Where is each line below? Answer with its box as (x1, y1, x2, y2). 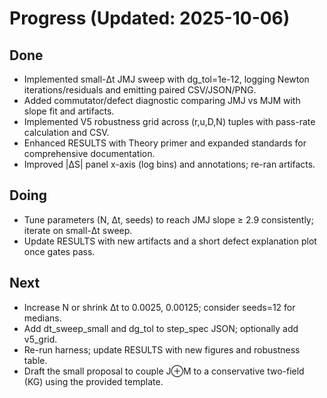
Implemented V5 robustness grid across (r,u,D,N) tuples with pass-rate (23, 116, 316, 127)
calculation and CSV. (23, 127, 110, 138)
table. (23, 354, 48, 366)
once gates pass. (23, 245, 96, 257)
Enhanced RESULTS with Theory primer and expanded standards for (23, 137, 307, 149)
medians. (23, 312, 62, 324)
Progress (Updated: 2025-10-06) (9, 7, 291, 30)
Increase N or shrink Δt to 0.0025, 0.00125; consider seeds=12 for (23, 301, 296, 313)
